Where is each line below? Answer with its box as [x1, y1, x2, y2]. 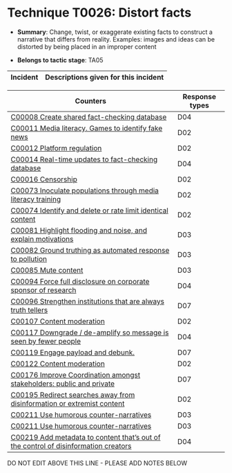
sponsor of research [10, 285, 77, 295]
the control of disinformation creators [10, 441, 132, 451]
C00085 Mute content [10, 265, 84, 275]
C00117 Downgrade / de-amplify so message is [10, 328, 169, 337]
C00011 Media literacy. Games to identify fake [10, 123, 163, 133]
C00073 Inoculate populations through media [10, 186, 159, 195]
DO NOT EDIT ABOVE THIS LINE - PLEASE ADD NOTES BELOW [7, 458, 188, 467]
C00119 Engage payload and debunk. [10, 348, 135, 357]
